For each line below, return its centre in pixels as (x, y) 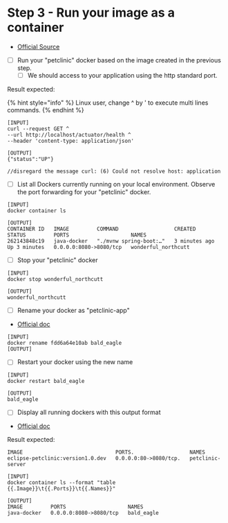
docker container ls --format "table (61, 483)
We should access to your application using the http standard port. (122, 75)
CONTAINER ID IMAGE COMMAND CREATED (102, 229)
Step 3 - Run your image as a (91, 13)
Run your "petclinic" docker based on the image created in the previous (119, 60)
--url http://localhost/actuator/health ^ (69, 135)
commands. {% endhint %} (46, 110)
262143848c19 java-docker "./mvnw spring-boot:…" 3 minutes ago (111, 241)
